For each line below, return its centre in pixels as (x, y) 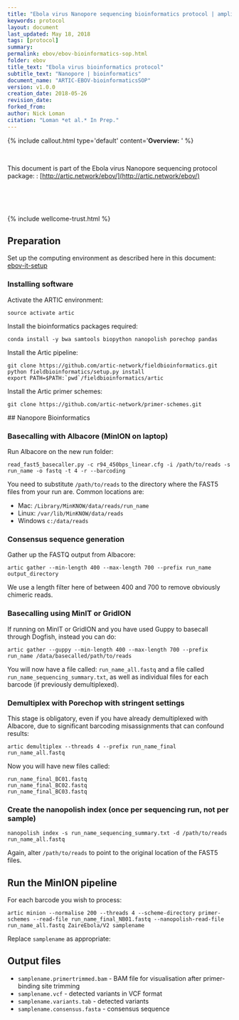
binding (29, 986)
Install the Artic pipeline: (43, 352)
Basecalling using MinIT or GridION (69, 613)
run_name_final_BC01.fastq (47, 779)
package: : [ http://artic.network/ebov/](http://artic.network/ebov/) (104, 176)
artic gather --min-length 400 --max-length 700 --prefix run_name (110, 568)
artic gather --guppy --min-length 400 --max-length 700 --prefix (108, 650)
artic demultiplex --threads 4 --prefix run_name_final (92, 747)
